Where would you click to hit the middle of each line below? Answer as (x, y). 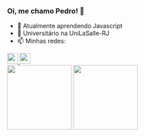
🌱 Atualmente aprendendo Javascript (70, 26)
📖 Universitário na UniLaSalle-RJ (63, 33)
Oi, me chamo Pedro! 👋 (46, 11)
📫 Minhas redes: (41, 41)
